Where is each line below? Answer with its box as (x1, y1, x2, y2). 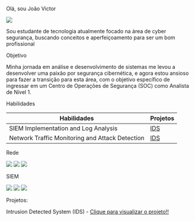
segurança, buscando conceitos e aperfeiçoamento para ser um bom (6, 34, 176, 41)
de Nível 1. (6, 89, 31, 96)
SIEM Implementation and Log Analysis (9, 124, 118, 132)
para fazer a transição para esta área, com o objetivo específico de (6, 76, 170, 83)
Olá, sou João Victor (6, 5, 56, 12)
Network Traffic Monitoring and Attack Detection (9, 134, 145, 142)
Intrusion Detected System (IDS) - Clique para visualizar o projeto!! (6, 208, 169, 215)
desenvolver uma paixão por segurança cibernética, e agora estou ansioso (6, 70, 189, 77)
